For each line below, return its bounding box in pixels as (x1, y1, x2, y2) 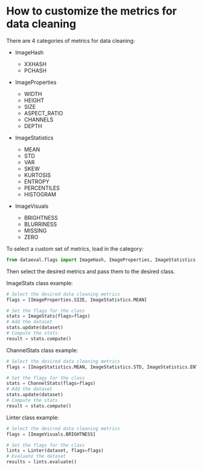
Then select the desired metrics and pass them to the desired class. (6, 268, 175, 275)
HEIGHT (24, 97, 45, 104)
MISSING (24, 227, 47, 234)
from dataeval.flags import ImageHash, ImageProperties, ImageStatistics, (6, 257, 199, 263)
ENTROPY (24, 178, 50, 185)
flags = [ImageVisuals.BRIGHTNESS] (6, 431, 96, 437)
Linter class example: (6, 414, 59, 421)
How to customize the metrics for (6, 4, 177, 18)
